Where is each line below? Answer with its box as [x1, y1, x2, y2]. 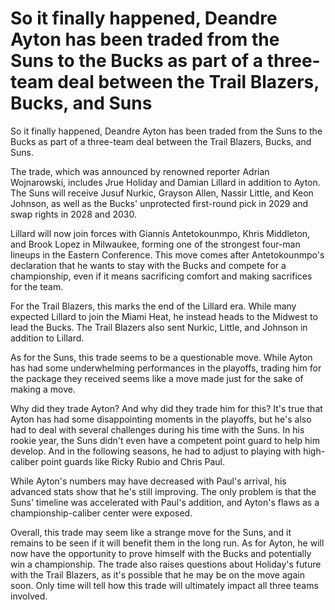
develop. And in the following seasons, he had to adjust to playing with [10, 445, 302, 457]
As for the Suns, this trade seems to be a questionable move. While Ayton [10, 351, 313, 363]
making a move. [10, 383, 76, 395]
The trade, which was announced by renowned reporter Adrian [10, 165, 270, 177]
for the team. [10, 280, 64, 292]
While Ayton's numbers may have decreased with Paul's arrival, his [10, 475, 287, 487]
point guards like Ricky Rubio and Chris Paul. [40, 455, 226, 467]
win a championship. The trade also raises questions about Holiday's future [10, 558, 322, 570]
